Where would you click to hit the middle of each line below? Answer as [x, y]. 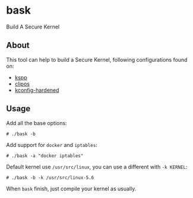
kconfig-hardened [37, 90]
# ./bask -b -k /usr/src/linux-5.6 [50, 178]
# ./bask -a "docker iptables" [45, 156]
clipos [22, 84]
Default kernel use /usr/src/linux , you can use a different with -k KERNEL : [97, 167]
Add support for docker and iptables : [52, 145]
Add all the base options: [37, 123]
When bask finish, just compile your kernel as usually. [71, 189]
